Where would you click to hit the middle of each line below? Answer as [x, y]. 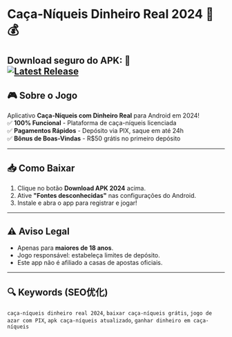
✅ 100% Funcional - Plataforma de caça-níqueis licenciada [92, 123]
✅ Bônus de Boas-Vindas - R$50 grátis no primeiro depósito [94, 138]
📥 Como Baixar [41, 168]
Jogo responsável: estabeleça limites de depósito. [88, 255]
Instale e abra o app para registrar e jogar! [77, 203]
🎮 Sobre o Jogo [42, 95]
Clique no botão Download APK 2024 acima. [81, 188]
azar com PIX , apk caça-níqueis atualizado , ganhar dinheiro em [99, 320]
